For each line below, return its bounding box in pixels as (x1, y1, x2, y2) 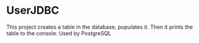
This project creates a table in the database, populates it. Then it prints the (6, 23, 194, 30)
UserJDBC (6, 4, 60, 17)
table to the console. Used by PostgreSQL (6, 29, 111, 36)
